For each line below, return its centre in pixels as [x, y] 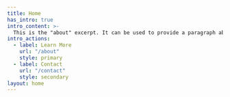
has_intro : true [30, 20]
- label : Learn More [42, 45]
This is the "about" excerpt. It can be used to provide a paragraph [114, 32]
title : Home [24, 13]
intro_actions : [29, 39]
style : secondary [44, 77]
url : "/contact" [43, 70]
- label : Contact [38, 64]
